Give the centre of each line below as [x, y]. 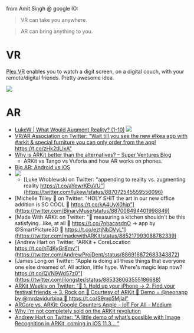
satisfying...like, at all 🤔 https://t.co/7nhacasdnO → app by [85, 223]
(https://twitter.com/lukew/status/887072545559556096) [93, 192]
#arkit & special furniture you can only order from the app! [85, 142]
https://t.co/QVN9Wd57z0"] [48, 273]
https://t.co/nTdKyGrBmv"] [47, 248]
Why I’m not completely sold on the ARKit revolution [78, 311]
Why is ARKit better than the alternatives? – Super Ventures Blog [93, 154]
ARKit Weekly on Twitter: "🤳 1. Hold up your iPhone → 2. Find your [95, 286]
